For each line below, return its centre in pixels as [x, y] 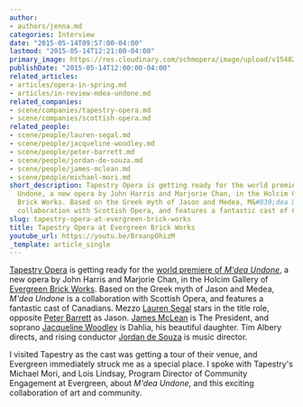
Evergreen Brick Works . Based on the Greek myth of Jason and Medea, [142, 289]
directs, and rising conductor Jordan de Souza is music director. [129, 337]
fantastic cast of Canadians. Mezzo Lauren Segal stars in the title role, [139, 309]
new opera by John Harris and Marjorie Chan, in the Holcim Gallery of [139, 280]
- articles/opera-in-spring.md [68, 85]
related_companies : [46, 102]
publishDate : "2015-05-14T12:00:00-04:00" [90, 69]
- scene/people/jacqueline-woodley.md [82, 143]
